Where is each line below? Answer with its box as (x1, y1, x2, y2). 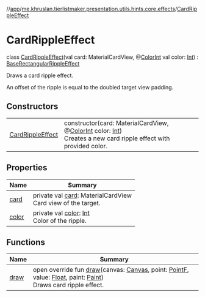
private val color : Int (32, 208, 90, 217)
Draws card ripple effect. (32, 281, 104, 290)
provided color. (63, 141, 108, 150)
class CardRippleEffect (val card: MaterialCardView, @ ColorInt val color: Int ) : (6, 53, 199, 61)
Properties (6, 162, 48, 173)
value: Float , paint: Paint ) (32, 273, 104, 282)
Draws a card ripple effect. (6, 72, 74, 79)
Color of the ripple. (32, 216, 87, 225)
